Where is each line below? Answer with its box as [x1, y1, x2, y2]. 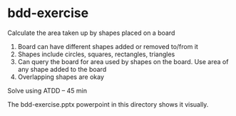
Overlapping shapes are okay [17, 73, 105, 81]
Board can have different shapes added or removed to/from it [17, 42, 198, 51]
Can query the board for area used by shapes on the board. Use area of [17, 57, 229, 65]
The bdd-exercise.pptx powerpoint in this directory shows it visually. [7, 100, 209, 108]
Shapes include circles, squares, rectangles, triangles [17, 50, 175, 58]
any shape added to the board [17, 65, 107, 73]
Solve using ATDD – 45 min [7, 86, 88, 95]
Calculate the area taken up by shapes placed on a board [7, 28, 175, 37]
